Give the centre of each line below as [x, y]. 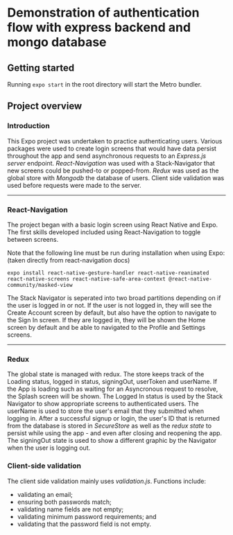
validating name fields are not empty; [70, 509]
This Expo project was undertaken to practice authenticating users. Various [115, 141]
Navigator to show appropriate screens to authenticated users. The [103, 404]
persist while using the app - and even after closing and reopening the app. [115, 433]
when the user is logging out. [49, 448]
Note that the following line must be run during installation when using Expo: [116, 253]
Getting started [41, 68]
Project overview [45, 106]
